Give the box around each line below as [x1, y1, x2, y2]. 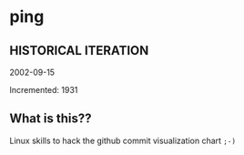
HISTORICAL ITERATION [9, 43, 149, 58]
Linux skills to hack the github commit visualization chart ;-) [9, 135, 237, 146]
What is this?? [9, 111, 92, 127]
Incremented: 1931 [9, 85, 78, 95]
